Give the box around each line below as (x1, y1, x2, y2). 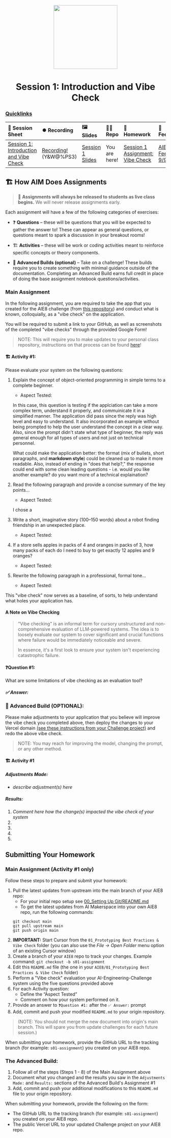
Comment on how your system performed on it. (20, 996, 120, 1003)
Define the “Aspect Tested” (20, 991, 77, 997)
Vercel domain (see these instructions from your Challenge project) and (5, 725, 156, 731)
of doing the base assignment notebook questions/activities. (12, 276, 140, 282)
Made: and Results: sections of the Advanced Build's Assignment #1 (12, 1080, 156, 1086)
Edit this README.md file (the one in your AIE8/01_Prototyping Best (12, 964, 150, 970)
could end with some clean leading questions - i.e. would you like (12, 466, 150, 472)
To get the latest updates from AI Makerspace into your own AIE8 (20, 904, 157, 910)
